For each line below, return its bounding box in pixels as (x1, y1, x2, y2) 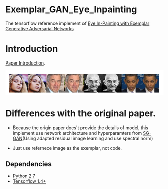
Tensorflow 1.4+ (12, 178, 46, 184)
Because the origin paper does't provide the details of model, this (12, 124, 148, 131)
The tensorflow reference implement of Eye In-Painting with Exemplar (5, 20, 150, 26)
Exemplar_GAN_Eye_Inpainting (5, 4, 137, 15)
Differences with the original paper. (5, 108, 156, 119)
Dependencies (5, 160, 52, 168)
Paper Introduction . (5, 59, 45, 66)
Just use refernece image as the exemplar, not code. (12, 145, 122, 151)
